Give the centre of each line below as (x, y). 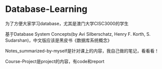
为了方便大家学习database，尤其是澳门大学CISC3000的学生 (67, 23)
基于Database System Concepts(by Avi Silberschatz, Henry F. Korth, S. (78, 34)
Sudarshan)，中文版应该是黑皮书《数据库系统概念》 (59, 40)
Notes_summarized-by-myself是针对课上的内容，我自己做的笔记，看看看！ (82, 51)
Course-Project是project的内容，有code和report (55, 61)
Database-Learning (46, 9)
